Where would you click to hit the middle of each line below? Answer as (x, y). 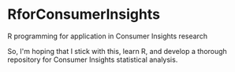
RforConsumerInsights (84, 14)
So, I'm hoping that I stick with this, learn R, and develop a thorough (117, 51)
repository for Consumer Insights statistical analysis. (93, 59)
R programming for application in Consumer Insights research (108, 36)
